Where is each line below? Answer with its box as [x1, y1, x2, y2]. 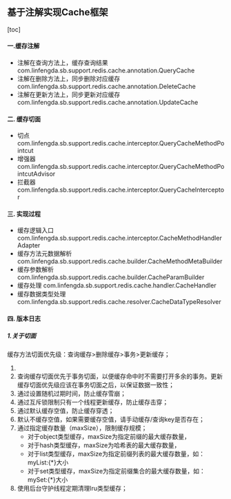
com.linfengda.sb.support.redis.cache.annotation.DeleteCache [17, 82, 197, 91]
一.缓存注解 [7, 42, 40, 50]
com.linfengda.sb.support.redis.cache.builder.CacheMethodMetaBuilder [17, 257, 223, 265]
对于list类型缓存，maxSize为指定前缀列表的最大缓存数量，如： [27, 449, 205, 458]
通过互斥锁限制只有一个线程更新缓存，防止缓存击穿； [17, 398, 169, 406]
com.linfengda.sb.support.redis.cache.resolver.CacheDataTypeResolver [17, 298, 222, 306]
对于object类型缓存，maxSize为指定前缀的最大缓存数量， [27, 432, 191, 440]
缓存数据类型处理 [17, 290, 66, 298]
